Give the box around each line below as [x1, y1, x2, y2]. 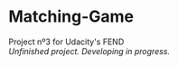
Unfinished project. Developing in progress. [8, 45, 171, 56]
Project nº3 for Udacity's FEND [8, 36, 125, 47]
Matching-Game [8, 6, 135, 27]
